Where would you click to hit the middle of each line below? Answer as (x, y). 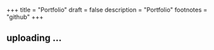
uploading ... (34, 38)
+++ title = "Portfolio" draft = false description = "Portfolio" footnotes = (107, 10)
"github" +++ (25, 17)
